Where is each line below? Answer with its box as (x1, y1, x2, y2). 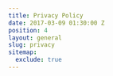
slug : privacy (8, 41, 56, 49)
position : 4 (8, 26, 48, 34)
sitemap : (8, 48, 37, 56)
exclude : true (15, 56, 62, 64)
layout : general (8, 33, 62, 42)
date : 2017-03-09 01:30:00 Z (8, 19, 105, 27)
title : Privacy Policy (8, 11, 84, 20)
